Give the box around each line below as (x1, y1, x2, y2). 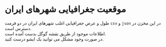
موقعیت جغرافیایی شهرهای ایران (5, 3, 127, 15)
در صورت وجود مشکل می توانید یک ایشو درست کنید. (5, 36, 104, 42)
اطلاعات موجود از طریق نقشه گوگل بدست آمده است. (5, 30, 106, 36)
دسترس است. (5, 25, 32, 31)
